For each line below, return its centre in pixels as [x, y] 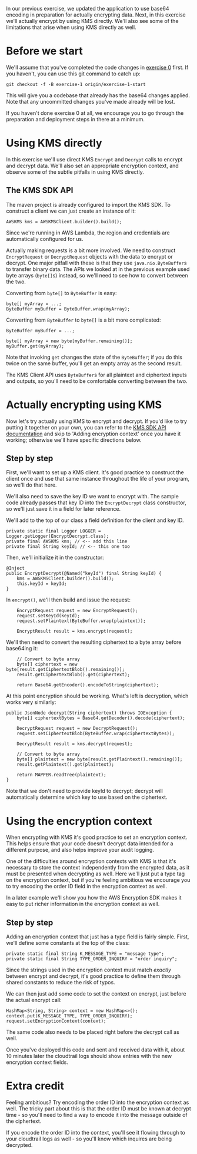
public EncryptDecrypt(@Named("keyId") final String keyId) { [84, 574]
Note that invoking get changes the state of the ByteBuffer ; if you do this [94, 357]
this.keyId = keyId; [42, 584]
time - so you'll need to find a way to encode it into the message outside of [97, 1115]
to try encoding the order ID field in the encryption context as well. [87, 887]
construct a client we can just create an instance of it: [71, 211]
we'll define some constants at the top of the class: [68, 943]
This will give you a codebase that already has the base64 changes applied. [98, 95]
